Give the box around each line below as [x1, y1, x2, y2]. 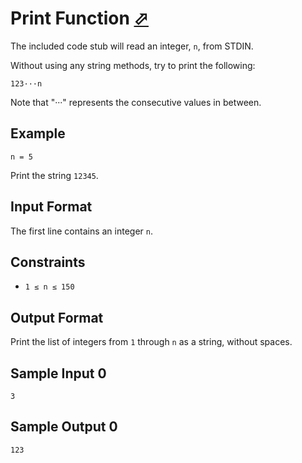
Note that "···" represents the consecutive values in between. [10, 96, 262, 108]
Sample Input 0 [10, 365, 107, 382]
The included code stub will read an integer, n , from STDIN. [10, 40, 254, 52]
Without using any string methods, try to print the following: [10, 59, 256, 71]
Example [10, 125, 66, 142]
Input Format [10, 198, 93, 216]
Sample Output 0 [10, 418, 118, 436]
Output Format [10, 309, 104, 326]
